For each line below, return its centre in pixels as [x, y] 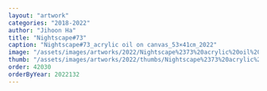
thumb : [19, 60]
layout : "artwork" [39, 15]
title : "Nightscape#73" [48, 38]
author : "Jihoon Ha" [43, 30]
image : [19, 52]
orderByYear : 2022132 [44, 74]
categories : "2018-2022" [49, 23]
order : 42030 [30, 67]
